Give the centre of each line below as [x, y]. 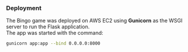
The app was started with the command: [55, 33]
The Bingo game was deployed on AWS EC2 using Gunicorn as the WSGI [94, 21]
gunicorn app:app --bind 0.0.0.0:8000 [53, 44]
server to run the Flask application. [48, 27]
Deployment [24, 8]
